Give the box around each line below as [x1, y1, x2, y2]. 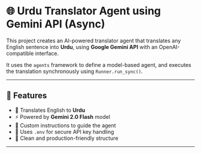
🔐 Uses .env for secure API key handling [14, 128, 115, 135]
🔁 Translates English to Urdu [14, 106, 86, 114]
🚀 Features [6, 91, 47, 101]
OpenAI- [159, 43, 180, 50]
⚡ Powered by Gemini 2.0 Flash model [14, 113, 111, 120]
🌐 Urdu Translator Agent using [6, 4, 162, 18]
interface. [35, 50, 59, 57]
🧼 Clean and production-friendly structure [14, 134, 118, 142]
